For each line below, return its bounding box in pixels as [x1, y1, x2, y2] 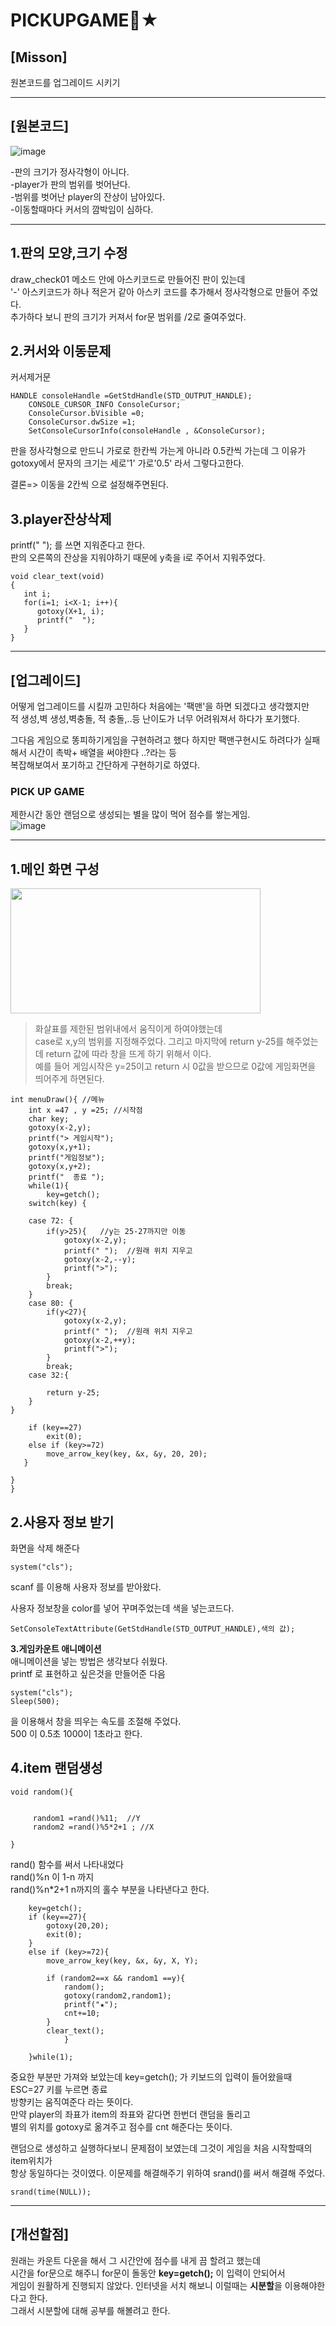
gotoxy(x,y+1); [28, 1142, 92, 1153]
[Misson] [10, 49, 68, 66]
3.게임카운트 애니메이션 [10, 1642, 102, 1654]
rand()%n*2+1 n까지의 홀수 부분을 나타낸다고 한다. [10, 1883, 210, 1895]
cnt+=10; [63, 2008, 101, 2018]
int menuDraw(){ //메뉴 [10, 1095, 105, 1105]
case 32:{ [28, 1370, 70, 1381]
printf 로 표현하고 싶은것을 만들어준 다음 [10, 1667, 166, 1679]
